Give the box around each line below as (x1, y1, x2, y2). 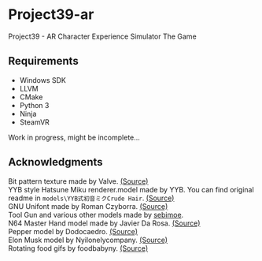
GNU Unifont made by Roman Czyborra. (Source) (8, 201, 168, 211)
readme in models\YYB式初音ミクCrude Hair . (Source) (8, 193, 175, 203)
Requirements (8, 54, 79, 68)
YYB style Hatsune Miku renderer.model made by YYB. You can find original (8, 185, 254, 194)
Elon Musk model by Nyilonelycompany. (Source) (8, 235, 168, 244)
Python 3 (19, 100, 50, 110)
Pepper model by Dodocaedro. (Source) (8, 226, 138, 236)
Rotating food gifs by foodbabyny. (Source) (8, 243, 149, 253)
